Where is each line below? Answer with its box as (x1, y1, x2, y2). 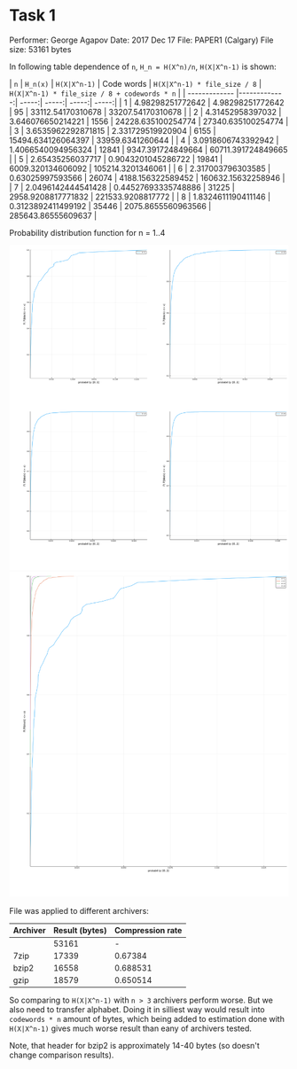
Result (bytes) (52, 925, 107, 936)
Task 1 (9, 5, 56, 26)
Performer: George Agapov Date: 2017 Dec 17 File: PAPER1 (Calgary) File (9, 35, 274, 45)
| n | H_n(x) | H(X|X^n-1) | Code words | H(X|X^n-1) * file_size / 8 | (9, 78, 262, 89)
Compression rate (113, 925, 183, 936)
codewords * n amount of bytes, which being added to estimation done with (9, 1013, 285, 1024)
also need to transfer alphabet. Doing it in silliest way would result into (9, 1003, 266, 1015)
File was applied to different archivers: (9, 905, 149, 916)
